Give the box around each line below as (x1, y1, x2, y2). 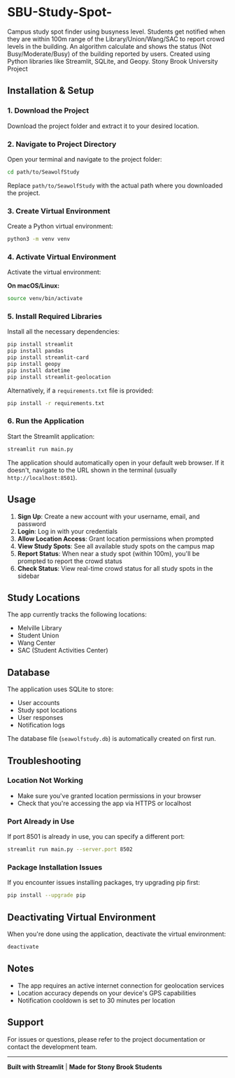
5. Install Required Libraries (7, 312, 103, 322)
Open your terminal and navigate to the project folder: (7, 155, 162, 163)
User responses (17, 714, 64, 722)
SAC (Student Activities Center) (17, 646, 108, 655)
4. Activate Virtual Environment (7, 252, 117, 262)
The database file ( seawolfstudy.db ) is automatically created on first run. (7, 735, 216, 743)
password (17, 519, 47, 528)
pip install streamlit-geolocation (7, 374, 111, 381)
